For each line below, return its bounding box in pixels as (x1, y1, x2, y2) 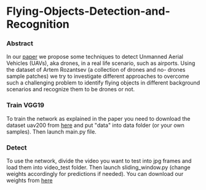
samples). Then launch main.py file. (6, 127, 97, 135)
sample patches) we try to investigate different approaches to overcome (6, 72, 189, 80)
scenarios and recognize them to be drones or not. (6, 86, 135, 93)
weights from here (6, 177, 53, 184)
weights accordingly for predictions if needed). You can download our (6, 170, 184, 178)
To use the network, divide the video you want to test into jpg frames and (6, 158, 192, 165)
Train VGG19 (6, 101, 45, 110)
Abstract (6, 39, 34, 48)
